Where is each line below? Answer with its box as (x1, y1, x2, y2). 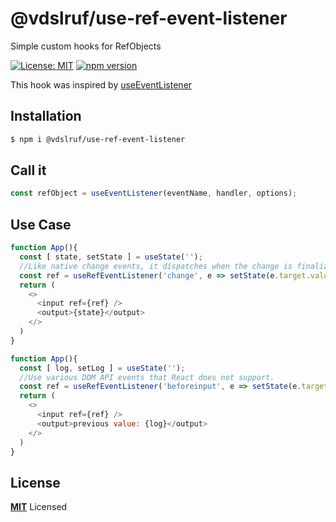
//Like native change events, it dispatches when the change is (19, 261, 293, 271)
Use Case (10, 216, 72, 233)
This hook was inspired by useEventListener (10, 78, 193, 91)
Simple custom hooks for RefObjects (10, 40, 162, 52)
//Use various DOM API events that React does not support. (19, 372, 275, 382)
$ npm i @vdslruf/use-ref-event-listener (10, 134, 186, 144)
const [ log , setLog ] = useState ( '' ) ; (19, 363, 186, 373)
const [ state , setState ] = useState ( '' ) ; (19, 252, 203, 262)
